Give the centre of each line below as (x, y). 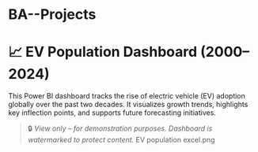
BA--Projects (52, 15)
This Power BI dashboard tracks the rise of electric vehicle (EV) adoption (127, 96)
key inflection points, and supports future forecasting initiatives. (112, 113)
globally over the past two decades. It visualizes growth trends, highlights (128, 105)
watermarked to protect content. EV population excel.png (121, 140)
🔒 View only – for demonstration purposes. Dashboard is (120, 128)
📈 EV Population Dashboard (103, 52)
